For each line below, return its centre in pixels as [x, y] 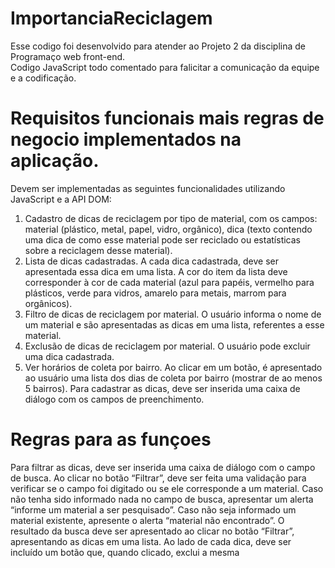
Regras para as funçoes [111, 439]
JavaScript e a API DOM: [61, 199]
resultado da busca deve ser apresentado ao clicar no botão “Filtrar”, [152, 531]
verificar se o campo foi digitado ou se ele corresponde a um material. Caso [167, 488]
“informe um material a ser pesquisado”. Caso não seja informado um [153, 509]
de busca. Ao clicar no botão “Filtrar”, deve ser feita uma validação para [158, 478]
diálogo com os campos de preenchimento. [114, 399]
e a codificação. [43, 78]
